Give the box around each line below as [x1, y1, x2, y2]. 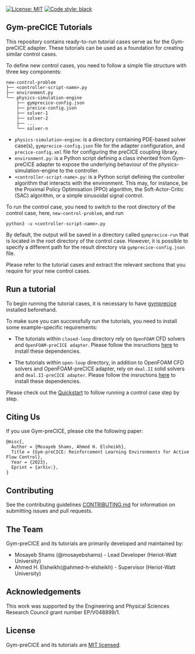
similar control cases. [6, 50, 57, 57]
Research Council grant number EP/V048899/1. [6, 608, 121, 615]
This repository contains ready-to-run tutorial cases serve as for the [6, 38, 170, 45]
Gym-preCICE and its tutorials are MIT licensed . [6, 641, 121, 648]
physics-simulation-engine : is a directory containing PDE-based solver [14, 135, 186, 143]
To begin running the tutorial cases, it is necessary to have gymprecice [6, 299, 177, 307]
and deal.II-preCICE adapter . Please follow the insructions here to [14, 371, 176, 378]
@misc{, [6, 439, 25, 445]
